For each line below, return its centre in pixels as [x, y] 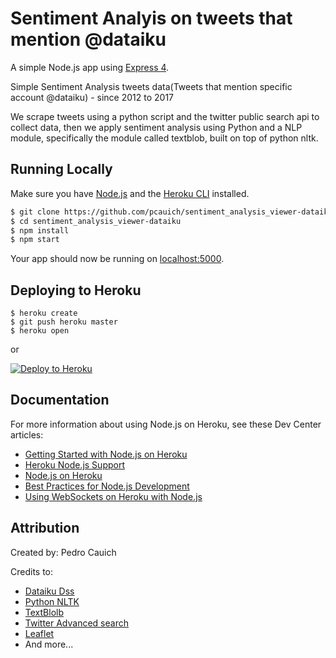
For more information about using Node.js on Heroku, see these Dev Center [166, 424]
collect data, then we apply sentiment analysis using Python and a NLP [156, 127]
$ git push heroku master [64, 322]
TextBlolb [44, 612]
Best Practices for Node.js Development [107, 486]
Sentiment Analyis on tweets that [151, 18]
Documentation [60, 400]
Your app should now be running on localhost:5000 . [117, 259]
